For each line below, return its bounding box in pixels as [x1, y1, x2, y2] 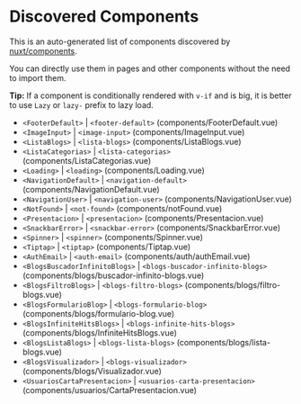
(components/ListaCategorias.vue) [22, 155, 152, 166]
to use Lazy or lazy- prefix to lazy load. [9, 99, 155, 110]
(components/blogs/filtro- [184, 279, 281, 290]
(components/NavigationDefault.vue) [22, 184, 160, 194]
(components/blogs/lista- [176, 337, 271, 347]
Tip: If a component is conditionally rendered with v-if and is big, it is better [9, 90, 292, 101]
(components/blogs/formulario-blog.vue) [22, 308, 175, 319]
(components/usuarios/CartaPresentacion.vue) [22, 384, 198, 395]
